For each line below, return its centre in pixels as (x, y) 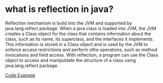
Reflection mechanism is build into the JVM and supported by (69, 23)
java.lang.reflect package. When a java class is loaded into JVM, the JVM (81, 28)
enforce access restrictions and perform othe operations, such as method (81, 49)
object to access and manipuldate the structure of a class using (70, 60)
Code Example (20, 75)
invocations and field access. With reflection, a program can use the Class (82, 55)
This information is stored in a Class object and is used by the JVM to (77, 44)
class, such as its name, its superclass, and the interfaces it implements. (79, 39)
